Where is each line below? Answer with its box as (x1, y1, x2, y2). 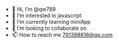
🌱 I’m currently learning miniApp (11, 18, 91, 25)
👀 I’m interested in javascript (11, 12, 82, 19)
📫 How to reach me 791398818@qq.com (11, 32, 113, 38)
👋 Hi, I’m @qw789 (11, 6, 56, 12)
